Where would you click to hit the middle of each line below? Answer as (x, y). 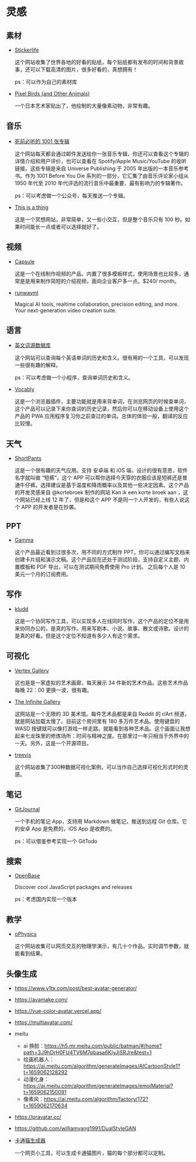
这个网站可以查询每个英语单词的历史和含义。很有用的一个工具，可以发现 (102, 358)
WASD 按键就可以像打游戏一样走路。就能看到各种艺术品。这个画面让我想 (102, 728)
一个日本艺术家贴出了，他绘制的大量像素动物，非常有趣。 (84, 106)
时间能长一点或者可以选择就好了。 (61, 227)
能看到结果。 (30, 954)
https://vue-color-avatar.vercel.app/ (58, 1011)
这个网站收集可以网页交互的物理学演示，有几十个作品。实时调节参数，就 (102, 946)
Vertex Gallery (32, 670)
